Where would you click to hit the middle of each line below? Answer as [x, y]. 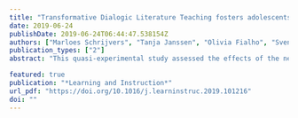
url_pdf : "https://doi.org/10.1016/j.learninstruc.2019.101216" [130, 91]
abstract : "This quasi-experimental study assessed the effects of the [144, 59]
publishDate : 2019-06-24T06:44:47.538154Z [89, 34]
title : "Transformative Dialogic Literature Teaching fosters [126, 17]
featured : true [37, 75]
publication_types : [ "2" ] [57, 51]
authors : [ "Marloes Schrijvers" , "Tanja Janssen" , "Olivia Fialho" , [138, 42]
